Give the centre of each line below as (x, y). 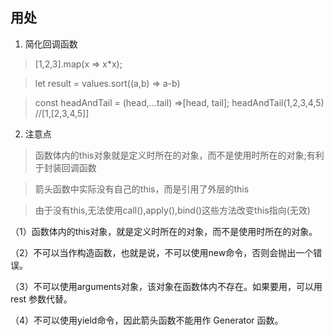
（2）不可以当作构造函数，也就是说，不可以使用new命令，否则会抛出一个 (162, 252)
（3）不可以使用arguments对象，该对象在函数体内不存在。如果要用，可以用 (166, 286)
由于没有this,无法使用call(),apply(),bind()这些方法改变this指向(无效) (172, 210)
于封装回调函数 (65, 167)
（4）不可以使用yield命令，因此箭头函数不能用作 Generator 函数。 (147, 320)
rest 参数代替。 (41, 299)
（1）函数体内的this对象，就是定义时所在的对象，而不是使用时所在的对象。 (164, 231)
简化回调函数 (51, 44)
